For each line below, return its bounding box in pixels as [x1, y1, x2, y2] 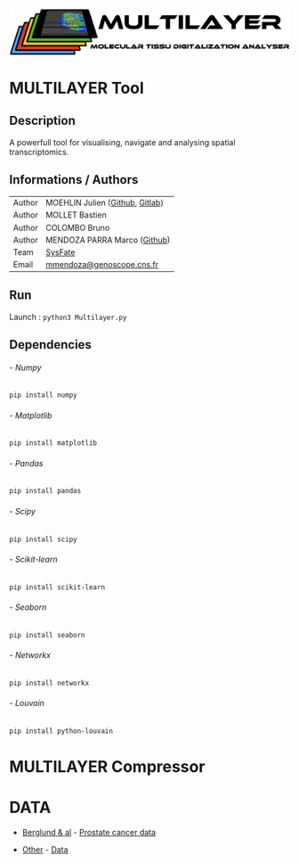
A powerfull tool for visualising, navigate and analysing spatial [9, 136, 236, 147]
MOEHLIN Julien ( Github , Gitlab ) [45, 197, 165, 209]
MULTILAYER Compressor [9, 756, 206, 777]
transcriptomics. [9, 146, 69, 157]
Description [9, 113, 76, 128]
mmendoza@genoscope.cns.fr [45, 259, 158, 270]
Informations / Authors [9, 172, 139, 187]
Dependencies [9, 337, 92, 352]
